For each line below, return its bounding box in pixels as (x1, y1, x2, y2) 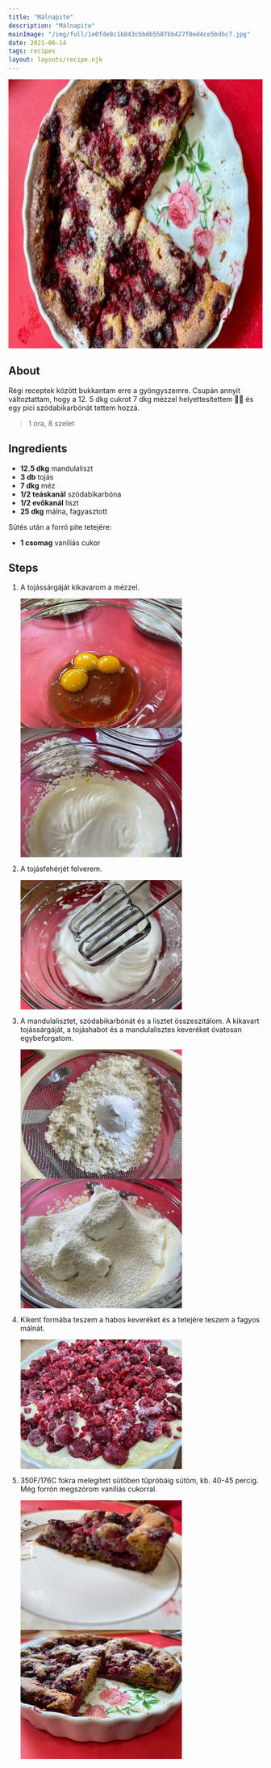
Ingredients (8, 442, 68, 456)
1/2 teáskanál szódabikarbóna (19, 489, 122, 499)
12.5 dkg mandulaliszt (19, 463, 94, 473)
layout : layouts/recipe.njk (8, 56, 103, 64)
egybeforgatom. (19, 1034, 74, 1043)
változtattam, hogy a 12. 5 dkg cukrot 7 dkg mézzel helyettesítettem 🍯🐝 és (8, 394, 254, 404)
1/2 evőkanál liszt (19, 497, 79, 507)
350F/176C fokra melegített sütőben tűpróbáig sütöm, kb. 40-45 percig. (19, 1476, 259, 1486)
